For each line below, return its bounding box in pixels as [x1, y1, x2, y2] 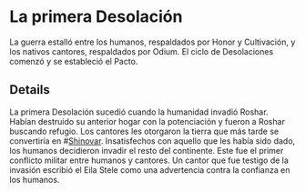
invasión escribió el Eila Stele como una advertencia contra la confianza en [9, 164, 290, 175]
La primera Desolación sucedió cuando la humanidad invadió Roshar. [9, 106, 269, 117]
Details [9, 82, 50, 97]
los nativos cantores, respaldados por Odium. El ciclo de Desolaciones [9, 45, 274, 56]
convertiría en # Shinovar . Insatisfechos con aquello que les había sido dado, [9, 135, 296, 147]
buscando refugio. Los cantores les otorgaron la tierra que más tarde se [9, 126, 280, 136]
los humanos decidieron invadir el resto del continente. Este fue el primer [9, 145, 284, 156]
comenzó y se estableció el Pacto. [9, 56, 138, 66]
